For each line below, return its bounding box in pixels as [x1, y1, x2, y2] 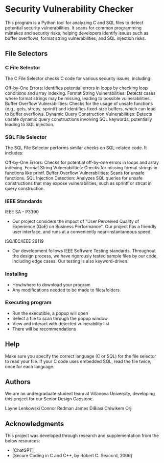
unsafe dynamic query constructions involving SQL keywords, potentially [5, 116, 152, 122]
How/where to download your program [12, 282, 91, 287]
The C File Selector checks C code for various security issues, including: [5, 75, 152, 81]
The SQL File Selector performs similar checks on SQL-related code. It [5, 145, 147, 151]
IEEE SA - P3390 [5, 209, 39, 215]
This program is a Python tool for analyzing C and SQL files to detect [5, 20, 143, 26]
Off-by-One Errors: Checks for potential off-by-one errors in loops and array [5, 159, 159, 165]
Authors [5, 378, 31, 386]
